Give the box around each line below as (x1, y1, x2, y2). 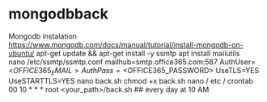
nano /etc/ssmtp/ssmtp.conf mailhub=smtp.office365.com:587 (8, 57, 218, 67)
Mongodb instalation (8, 31, 77, 41)
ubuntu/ (8, 48, 35, 58)
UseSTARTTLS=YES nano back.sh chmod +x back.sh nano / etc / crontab (8, 75, 253, 85)
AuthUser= (219, 57, 256, 67)
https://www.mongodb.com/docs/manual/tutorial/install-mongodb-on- (8, 39, 244, 49)
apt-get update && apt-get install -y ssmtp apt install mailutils (36, 48, 240, 58)
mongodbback (8, 5, 109, 23)
